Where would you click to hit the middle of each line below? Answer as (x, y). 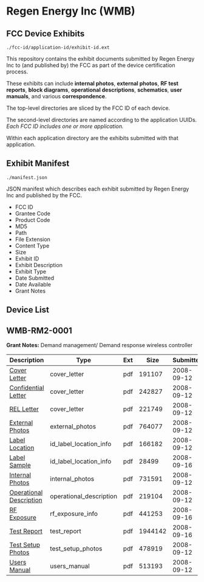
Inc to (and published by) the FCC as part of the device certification (91, 65)
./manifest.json (27, 177)
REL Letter (24, 409)
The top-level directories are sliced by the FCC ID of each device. (88, 108)
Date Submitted (35, 278)
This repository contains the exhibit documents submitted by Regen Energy (100, 59)
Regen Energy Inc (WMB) (71, 11)
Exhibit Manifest (38, 164)
